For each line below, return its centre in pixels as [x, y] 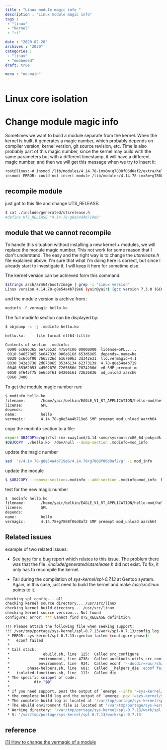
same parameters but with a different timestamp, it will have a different [78, 157]
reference [21, 730]
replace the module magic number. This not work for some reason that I [79, 250]
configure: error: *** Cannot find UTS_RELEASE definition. [69, 618]
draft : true [17, 65]
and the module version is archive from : [46, 299]
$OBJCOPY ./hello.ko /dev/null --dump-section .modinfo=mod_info [77, 442]
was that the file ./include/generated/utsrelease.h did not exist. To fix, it [85, 564]
